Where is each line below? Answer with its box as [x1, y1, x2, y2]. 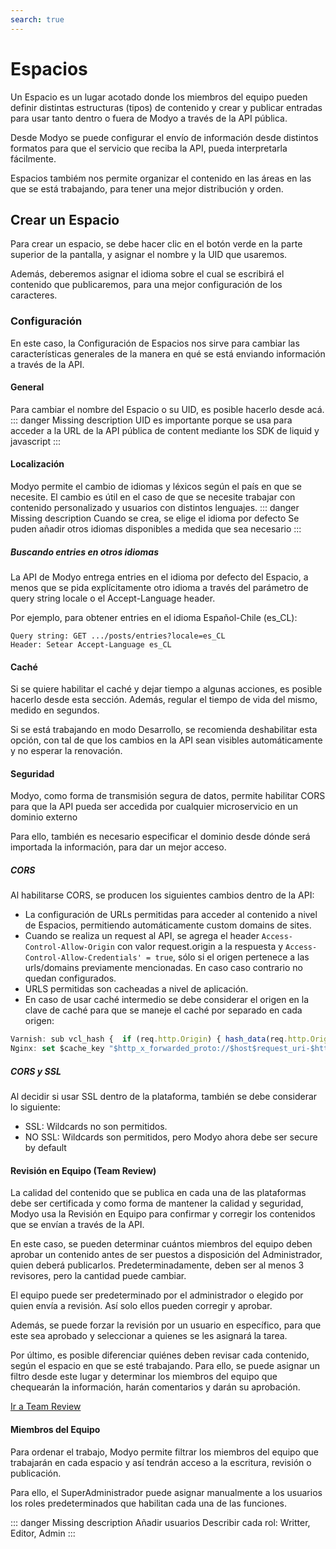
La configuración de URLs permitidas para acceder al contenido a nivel [24, 909, 318, 921]
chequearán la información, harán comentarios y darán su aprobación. [10, 1381, 301, 1393]
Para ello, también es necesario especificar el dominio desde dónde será [10, 831, 311, 843]
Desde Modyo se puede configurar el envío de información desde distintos [10, 131, 319, 143]
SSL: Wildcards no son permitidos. [24, 1121, 168, 1133]
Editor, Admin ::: [10, 1527, 76, 1539]
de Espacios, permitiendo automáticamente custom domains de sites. [24, 919, 312, 931]
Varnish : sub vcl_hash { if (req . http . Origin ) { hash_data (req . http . [10, 1034, 311, 1045]
